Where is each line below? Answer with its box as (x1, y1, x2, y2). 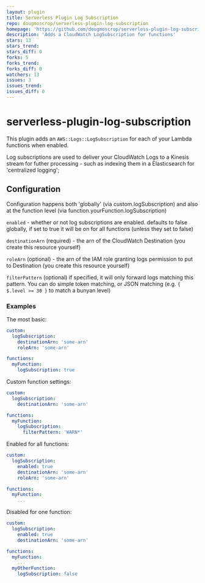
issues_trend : (6, 83, 43, 89)
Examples (6, 302, 37, 310)
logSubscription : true (17, 367, 75, 373)
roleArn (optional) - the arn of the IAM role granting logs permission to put (6, 255, 193, 263)
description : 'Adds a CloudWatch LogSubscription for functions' (6, 32, 176, 38)
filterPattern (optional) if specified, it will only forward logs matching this (6, 273, 194, 281)
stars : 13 (6, 37, 32, 43)
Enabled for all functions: (6, 441, 69, 448)
